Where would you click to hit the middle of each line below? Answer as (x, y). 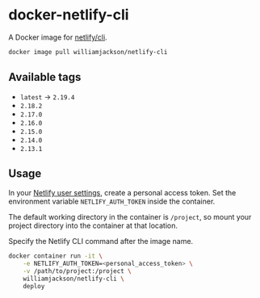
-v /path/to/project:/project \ (77, 271)
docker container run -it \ (56, 256)
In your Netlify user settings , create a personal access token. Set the (122, 193)
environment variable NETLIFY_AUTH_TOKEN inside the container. (112, 201)
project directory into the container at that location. (93, 226)
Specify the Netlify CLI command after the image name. (101, 241)
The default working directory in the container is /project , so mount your (130, 217)
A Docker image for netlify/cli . (58, 37)
